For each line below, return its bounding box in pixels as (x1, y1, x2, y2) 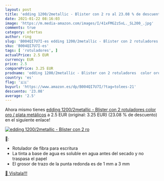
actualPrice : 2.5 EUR (5, 52, 49, 58)
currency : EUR (5, 57, 34, 62)
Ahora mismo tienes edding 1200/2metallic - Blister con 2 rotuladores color (5, 107, 156, 113)
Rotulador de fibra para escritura (12, 145, 78, 151)
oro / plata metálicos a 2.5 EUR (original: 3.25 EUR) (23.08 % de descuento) (5, 112, 158, 118)
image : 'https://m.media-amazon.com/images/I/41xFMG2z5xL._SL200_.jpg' (5, 20, 154, 26)
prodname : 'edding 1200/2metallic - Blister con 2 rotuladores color (5, 71, 152, 76)
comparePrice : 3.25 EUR (5, 66, 54, 71)
